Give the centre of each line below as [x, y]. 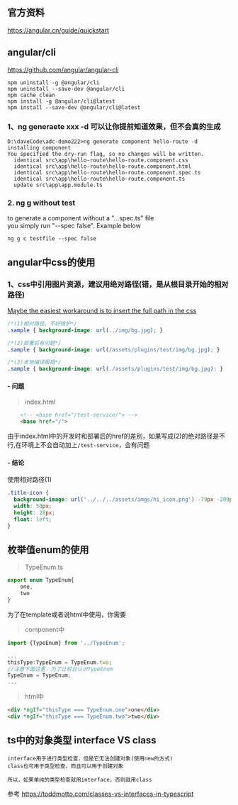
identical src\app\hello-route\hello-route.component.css [101, 160]
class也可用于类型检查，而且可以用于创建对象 [66, 766]
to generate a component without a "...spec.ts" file [81, 218]
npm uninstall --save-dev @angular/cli [66, 89]
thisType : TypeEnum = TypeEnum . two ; [60, 662]
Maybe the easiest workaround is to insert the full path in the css [102, 310]
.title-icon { [28, 493]
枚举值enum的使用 [48, 550]
